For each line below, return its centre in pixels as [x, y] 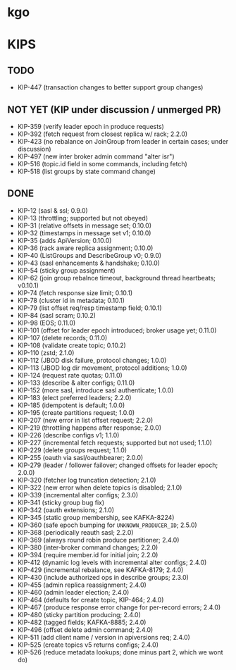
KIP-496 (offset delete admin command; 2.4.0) [85, 629]
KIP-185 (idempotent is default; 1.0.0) [71, 405]
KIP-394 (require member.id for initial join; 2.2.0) [88, 554]
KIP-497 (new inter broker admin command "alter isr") [96, 156]
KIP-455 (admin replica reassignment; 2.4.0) [82, 585]
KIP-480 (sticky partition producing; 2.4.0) [79, 614]
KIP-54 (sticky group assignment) [67, 270]
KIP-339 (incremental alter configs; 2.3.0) [78, 495]
